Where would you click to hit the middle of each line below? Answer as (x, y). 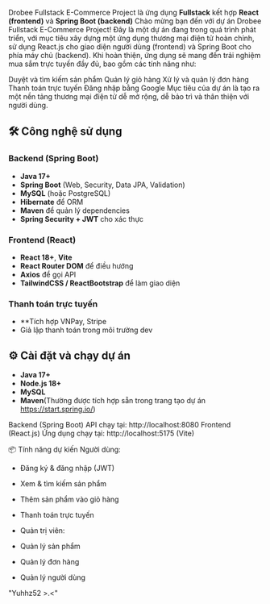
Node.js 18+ (41, 384)
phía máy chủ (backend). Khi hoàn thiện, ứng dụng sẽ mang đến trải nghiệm (135, 55)
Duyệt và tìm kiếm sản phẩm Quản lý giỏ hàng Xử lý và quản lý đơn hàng (129, 79)
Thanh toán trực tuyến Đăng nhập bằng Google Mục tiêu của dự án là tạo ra (134, 88)
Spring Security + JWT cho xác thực (81, 219)
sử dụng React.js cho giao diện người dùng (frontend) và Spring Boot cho (130, 47)
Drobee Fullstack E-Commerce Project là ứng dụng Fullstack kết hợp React (134, 12)
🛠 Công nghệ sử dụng (65, 132)
